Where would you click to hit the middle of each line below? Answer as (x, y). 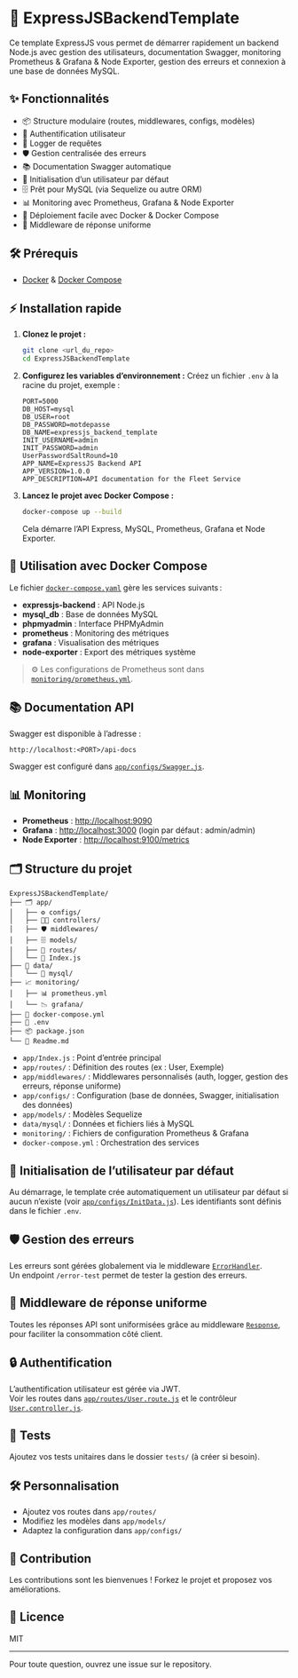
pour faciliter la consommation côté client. (86, 1334)
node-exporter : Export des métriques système (109, 652)
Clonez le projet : (54, 334)
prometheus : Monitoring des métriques (95, 633)
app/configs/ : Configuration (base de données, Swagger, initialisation (150, 1096)
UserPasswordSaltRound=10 (70, 456)
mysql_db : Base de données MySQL (90, 614)
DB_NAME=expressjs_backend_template (90, 433)
